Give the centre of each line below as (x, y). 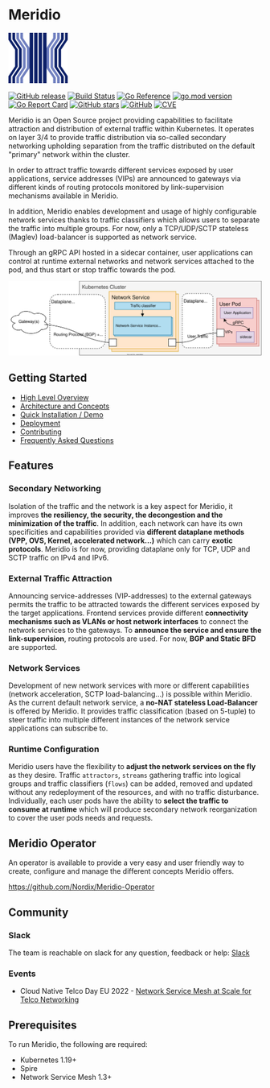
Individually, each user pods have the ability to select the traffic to (119, 801)
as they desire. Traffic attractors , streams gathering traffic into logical (125, 776)
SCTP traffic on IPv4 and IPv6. (59, 557)
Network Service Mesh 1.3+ (66, 1078)
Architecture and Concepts (65, 406)
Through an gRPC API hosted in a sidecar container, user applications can (131, 252)
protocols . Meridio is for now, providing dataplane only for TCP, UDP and (129, 548)
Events (22, 974)
